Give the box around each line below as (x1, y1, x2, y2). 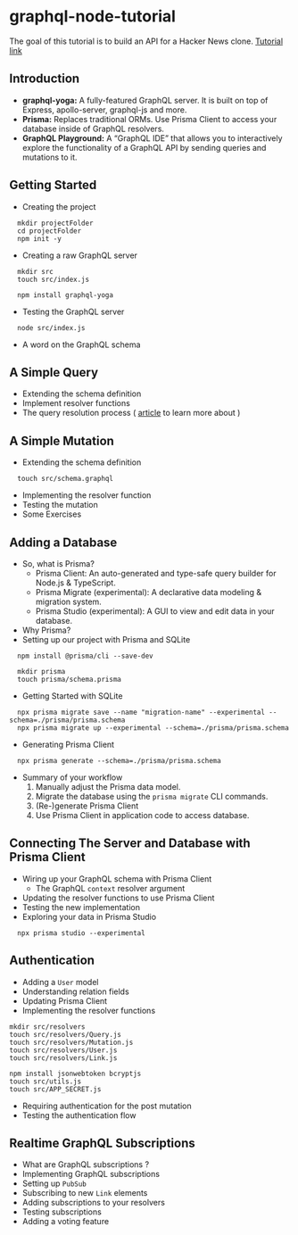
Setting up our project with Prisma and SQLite (21, 634, 191, 644)
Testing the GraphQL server (21, 306, 125, 317)
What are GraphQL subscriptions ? (21, 1159, 150, 1170)
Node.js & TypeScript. (35, 577, 116, 588)
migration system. (35, 596, 103, 607)
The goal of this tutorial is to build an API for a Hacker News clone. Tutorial (9, 36, 284, 46)
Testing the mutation (21, 500, 98, 510)
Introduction (9, 71, 80, 87)
